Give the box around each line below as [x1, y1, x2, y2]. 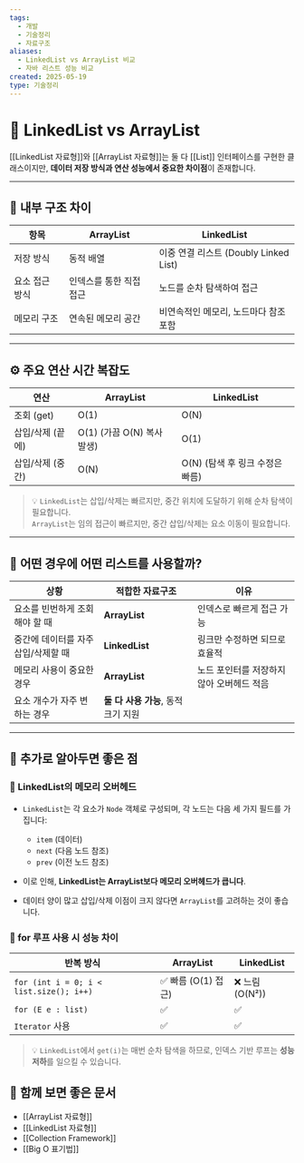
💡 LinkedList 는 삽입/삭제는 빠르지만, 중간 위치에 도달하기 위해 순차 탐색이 [31, 495, 293, 506]
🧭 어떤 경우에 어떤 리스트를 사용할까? [9, 555, 203, 572]
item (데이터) [35, 834, 83, 845]
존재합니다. [216, 162, 256, 173]
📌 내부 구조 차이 [9, 200, 92, 215]
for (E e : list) [14, 1004, 89, 1014]
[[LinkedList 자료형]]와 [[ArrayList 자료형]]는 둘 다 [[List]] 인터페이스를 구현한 [9, 151, 286, 161]
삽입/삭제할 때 [14, 647, 71, 659]
